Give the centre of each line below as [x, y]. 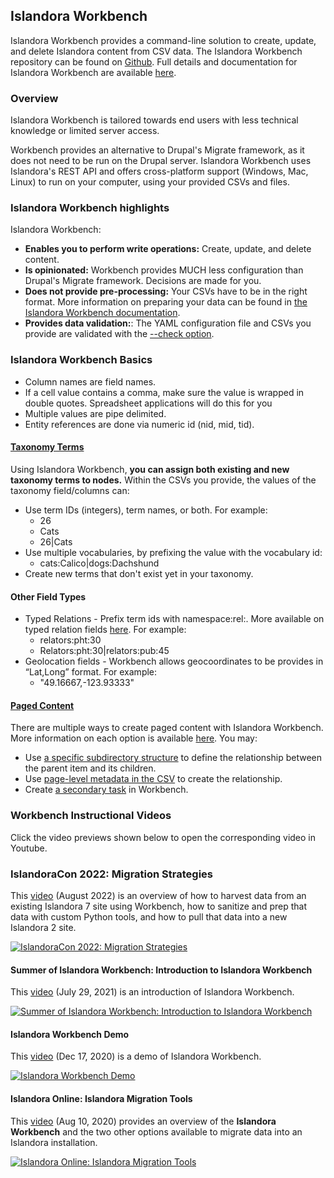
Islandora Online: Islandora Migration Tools [101, 1098]
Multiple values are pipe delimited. [95, 413]
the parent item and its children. [90, 768]
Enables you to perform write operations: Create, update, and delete [168, 249]
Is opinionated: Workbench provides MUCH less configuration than [164, 270]
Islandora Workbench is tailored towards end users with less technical [154, 120]
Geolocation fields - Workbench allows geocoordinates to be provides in [174, 661]
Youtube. [29, 848]
